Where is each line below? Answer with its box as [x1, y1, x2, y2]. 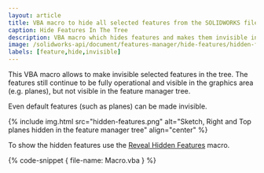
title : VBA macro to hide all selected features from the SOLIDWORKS [8, 19, 241, 27]
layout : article [8, 11, 61, 20]
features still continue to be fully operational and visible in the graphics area [8, 78, 254, 87]
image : [8, 41, 30, 49]
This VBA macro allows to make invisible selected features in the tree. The [8, 70, 248, 79]
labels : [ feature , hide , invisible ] [8, 48, 122, 56]
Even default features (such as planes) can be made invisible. [8, 101, 207, 111]
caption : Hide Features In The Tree [8, 26, 128, 34]
